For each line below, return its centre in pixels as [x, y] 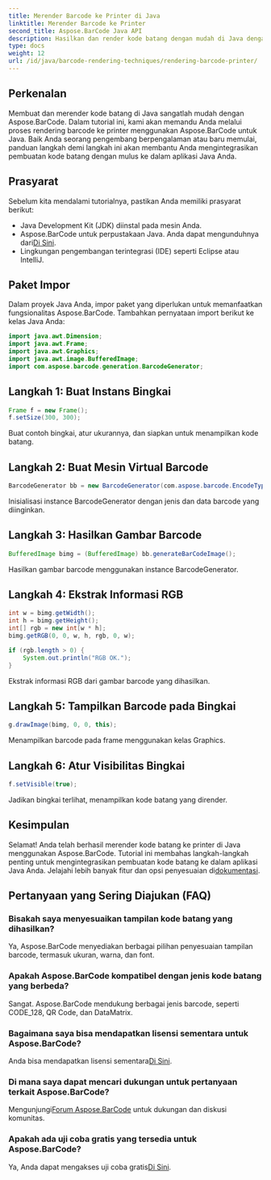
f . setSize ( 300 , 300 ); [45, 418]
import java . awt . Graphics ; [54, 352]
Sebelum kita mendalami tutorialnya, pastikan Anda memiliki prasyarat [125, 201]
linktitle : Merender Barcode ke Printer [77, 23]
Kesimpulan [39, 825]
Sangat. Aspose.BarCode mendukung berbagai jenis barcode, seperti [124, 1004]
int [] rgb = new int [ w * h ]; [57, 628]
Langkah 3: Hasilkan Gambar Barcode [105, 535]
